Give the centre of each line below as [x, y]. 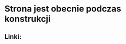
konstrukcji [28, 19]
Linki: [13, 37]
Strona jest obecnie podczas [63, 9]
